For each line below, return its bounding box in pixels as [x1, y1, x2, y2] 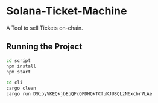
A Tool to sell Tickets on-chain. [6, 24, 83, 31]
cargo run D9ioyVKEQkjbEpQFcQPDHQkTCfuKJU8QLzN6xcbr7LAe [6, 91, 153, 97]
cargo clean [6, 86, 36, 92]
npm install [6, 63, 36, 69]
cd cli [6, 80, 23, 86]
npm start [6, 69, 31, 75]
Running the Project [6, 42, 83, 52]
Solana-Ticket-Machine [6, 4, 127, 18]
